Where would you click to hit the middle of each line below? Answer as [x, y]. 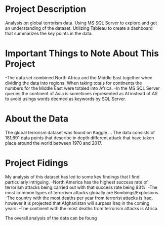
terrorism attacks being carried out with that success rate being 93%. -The [81, 187]
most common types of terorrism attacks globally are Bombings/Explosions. [82, 192]
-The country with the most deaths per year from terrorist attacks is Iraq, [79, 198]
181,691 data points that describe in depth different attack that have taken [80, 138]
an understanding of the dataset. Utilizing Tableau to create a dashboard [79, 28]
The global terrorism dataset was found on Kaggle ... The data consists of [80, 132]
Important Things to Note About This [82, 54]
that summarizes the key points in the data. [49, 33]
